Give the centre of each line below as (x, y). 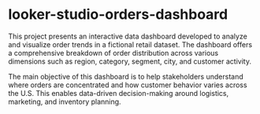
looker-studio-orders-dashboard (118, 15)
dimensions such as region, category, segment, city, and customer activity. (130, 61)
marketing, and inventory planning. (65, 101)
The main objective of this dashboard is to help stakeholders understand (126, 76)
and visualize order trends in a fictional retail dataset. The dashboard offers (130, 44)
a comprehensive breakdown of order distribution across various (113, 53)
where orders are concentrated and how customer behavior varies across (128, 85)
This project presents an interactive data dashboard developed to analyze (128, 36)
